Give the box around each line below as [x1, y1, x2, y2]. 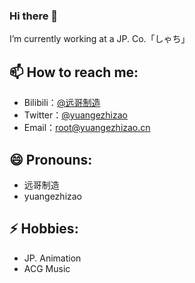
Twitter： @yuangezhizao [23, 109, 128, 121]
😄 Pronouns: [9, 151, 93, 168]
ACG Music [23, 262, 71, 274]
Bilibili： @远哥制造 [23, 97, 101, 109]
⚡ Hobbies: [9, 220, 79, 238]
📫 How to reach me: [9, 64, 139, 81]
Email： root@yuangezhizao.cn [23, 122, 151, 134]
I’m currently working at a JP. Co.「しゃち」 [9, 33, 191, 45]
